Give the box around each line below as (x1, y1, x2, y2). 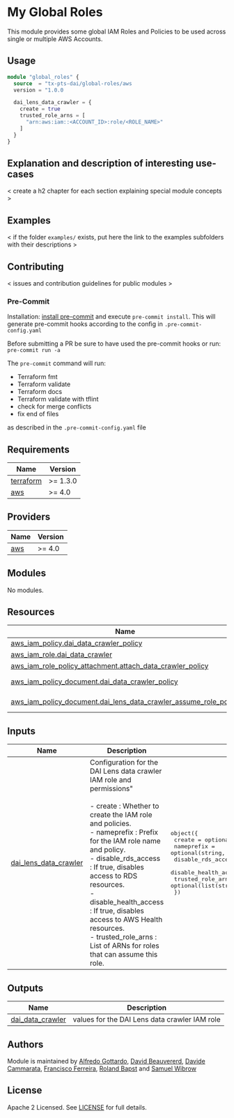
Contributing (7, 260, 64, 272)
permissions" (89, 784, 134, 793)
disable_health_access (89, 897, 164, 907)
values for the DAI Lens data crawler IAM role (72, 1015, 221, 1024)
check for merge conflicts (17, 402, 92, 411)
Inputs (7, 725, 36, 737)
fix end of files (17, 410, 59, 418)
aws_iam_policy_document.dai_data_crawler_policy (10, 677, 178, 686)
